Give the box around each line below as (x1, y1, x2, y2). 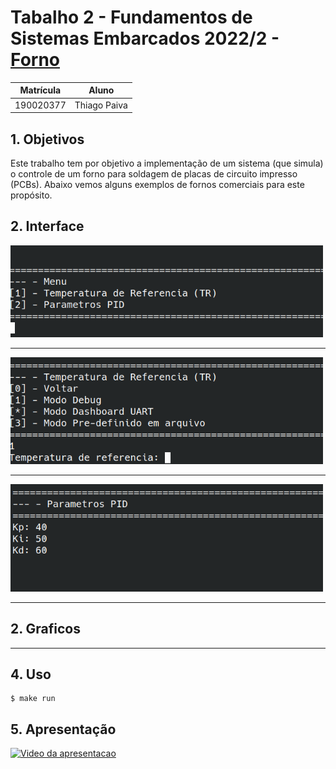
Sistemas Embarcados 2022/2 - (10, 27, 280, 50)
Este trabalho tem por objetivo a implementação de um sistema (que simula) (10, 157, 324, 169)
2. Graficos (10, 621, 82, 638)
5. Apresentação (10, 721, 117, 738)
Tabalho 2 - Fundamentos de (10, 6, 253, 29)
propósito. (10, 189, 53, 201)
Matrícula (19, 84, 62, 96)
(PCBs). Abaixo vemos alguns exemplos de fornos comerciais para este (10, 179, 305, 190)
